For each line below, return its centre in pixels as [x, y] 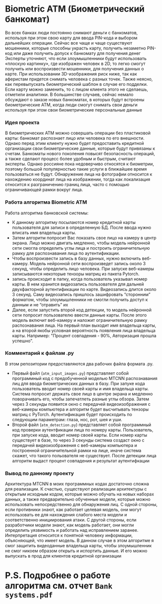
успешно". [23, 341]
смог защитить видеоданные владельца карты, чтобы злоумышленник [78, 546]
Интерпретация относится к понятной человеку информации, [69, 535]
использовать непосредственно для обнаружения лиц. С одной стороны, [81, 505]
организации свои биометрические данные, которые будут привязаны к [80, 148]
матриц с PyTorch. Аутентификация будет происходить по [72, 414]
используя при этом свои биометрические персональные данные [74, 110]
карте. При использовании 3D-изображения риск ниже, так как [71, 74]
